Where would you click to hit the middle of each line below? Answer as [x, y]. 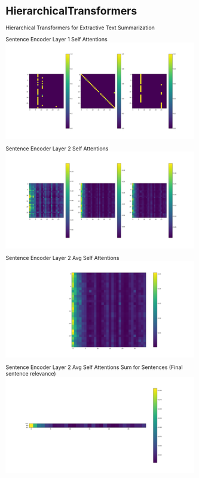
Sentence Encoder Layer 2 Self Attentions [57, 149]
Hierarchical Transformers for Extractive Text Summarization [80, 28]
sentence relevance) [31, 373]
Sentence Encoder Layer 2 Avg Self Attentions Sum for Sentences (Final [94, 367]
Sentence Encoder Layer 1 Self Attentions [57, 39]
